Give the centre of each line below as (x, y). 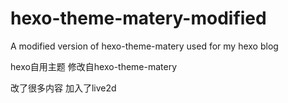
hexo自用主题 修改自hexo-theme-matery (94, 66)
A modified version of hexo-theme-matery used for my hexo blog (144, 46)
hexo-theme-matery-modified (138, 18)
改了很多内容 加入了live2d (63, 88)
